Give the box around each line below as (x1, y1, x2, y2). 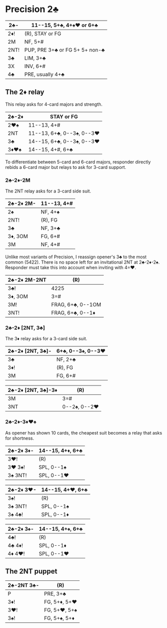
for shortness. (5, 435, 34, 441)
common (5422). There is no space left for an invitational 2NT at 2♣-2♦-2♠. (5, 259, 160, 265)
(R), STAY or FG (24, 30, 62, 37)
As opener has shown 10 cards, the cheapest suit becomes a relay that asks (5, 430, 162, 436)
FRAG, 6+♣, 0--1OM (51, 301, 101, 308)
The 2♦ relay (5, 88, 45, 96)
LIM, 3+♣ (24, 54, 46, 61)
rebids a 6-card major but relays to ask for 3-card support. (5, 164, 126, 170)
